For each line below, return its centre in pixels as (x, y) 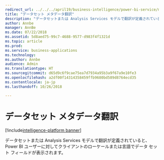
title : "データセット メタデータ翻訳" (40, 14)
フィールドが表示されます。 (38, 153)
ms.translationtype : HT (29, 69)
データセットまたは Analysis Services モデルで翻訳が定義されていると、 (77, 140)
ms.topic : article (24, 41)
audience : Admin (21, 64)
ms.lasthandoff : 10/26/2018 (34, 87)
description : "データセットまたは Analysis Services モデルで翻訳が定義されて (79, 19)
